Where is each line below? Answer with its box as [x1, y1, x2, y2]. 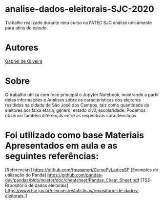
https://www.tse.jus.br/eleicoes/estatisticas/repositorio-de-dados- [5, 187, 139, 193]
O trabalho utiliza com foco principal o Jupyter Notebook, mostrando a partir [5, 92, 159, 98]
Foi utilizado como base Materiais [5, 130, 144, 141]
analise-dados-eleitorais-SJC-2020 [5, 3, 155, 15]
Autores [5, 42, 39, 53]
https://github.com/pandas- [47, 172, 103, 178]
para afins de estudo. [5, 25, 48, 30]
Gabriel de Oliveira [5, 58, 42, 64]
